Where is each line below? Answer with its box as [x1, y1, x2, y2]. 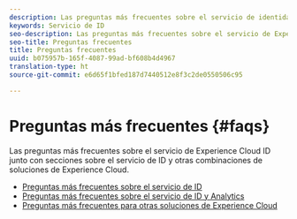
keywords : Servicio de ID [9, 21, 104, 30]
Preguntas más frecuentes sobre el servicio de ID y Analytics [21, 191, 245, 201]
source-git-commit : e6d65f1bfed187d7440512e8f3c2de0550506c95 [9, 71, 243, 79]
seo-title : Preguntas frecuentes [9, 37, 133, 47]
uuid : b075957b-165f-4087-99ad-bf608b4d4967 [9, 54, 176, 63]
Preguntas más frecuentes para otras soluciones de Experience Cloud [21, 200, 278, 210]
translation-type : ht [9, 63, 89, 72]
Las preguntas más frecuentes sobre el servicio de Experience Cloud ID [9, 145, 271, 155]
